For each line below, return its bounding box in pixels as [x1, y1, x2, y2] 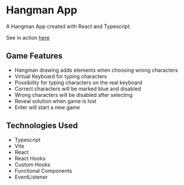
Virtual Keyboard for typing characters [14, 72, 107, 79]
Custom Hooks [14, 161, 51, 168]
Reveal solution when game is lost [14, 97, 96, 104]
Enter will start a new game [14, 103, 81, 111]
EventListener [14, 173, 48, 180]
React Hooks [14, 155, 46, 162]
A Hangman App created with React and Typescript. [6, 23, 131, 30]
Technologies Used [6, 121, 78, 131]
